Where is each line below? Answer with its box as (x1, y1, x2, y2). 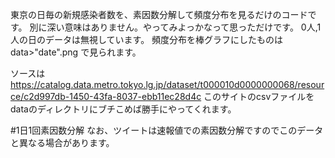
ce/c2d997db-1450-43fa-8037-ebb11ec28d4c (10, 91, 202, 102)
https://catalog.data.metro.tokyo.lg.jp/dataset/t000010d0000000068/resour (10, 79, 325, 90)
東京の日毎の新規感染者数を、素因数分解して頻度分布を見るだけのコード (10, 9, 308, 20)
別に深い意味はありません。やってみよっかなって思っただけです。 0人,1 (29, 21, 322, 33)
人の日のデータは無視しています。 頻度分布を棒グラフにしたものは (10, 34, 284, 45)
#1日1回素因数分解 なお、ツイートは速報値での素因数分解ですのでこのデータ (10, 124, 324, 136)
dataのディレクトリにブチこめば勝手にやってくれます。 (10, 103, 237, 115)
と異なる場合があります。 (10, 137, 115, 148)
